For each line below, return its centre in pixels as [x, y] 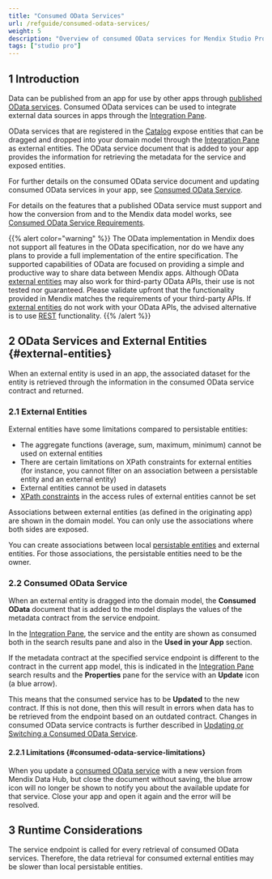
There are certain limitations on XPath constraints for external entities [136, 462]
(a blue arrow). [33, 684]
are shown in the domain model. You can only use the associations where [131, 521]
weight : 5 [25, 31]
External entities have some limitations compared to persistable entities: [128, 429]
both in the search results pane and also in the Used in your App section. [130, 642]
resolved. [24, 805]
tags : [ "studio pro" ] [45, 46]
